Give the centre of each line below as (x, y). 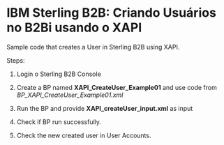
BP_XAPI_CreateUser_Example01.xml (70, 95)
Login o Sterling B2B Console (59, 74)
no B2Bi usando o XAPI (74, 28)
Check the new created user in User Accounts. (84, 135)
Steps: (16, 60)
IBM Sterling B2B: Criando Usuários (112, 13)
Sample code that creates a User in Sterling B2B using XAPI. (93, 47)
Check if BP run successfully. (59, 122)
